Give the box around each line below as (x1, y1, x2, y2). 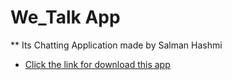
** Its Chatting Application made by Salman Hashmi (10, 39, 223, 51)
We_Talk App (10, 6, 121, 29)
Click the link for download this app (24, 58, 171, 70)
